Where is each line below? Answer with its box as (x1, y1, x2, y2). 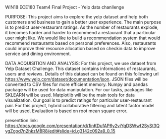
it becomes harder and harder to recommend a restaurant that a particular (5, 30, 156, 35)
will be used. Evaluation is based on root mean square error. (5, 108, 128, 114)
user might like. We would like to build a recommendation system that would (5, 35, 161, 41)
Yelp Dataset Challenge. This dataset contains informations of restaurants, (5, 66, 157, 71)
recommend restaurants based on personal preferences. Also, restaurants (5, 40, 157, 46)
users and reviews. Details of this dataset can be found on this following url (5, 71, 159, 76)
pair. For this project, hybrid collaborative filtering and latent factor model (5, 103, 155, 108)
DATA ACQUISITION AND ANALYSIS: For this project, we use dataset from (5, 61, 157, 66)
